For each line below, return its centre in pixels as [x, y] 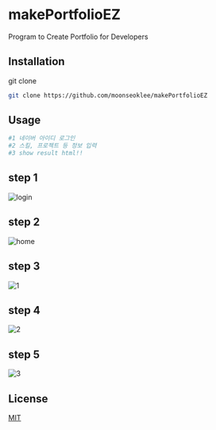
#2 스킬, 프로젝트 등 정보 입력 [52, 146]
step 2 [24, 222]
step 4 [25, 310]
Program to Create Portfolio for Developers [78, 37]
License [28, 399]
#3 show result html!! [46, 153]
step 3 [24, 267]
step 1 [23, 178]
